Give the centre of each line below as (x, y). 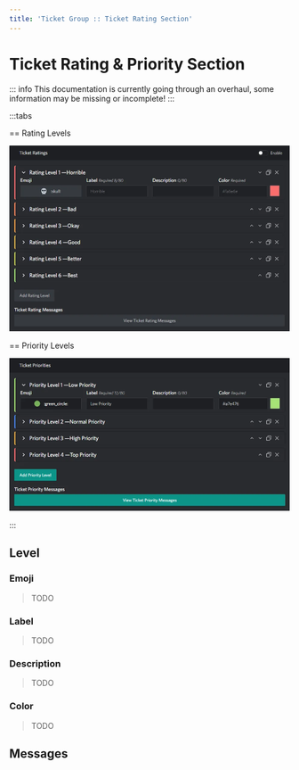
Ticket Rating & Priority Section (127, 64)
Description (35, 663)
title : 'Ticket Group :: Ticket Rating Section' (101, 19)
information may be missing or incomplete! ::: (92, 98)
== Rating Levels (40, 133)
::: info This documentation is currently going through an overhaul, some (141, 88)
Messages (39, 754)
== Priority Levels (42, 345)
